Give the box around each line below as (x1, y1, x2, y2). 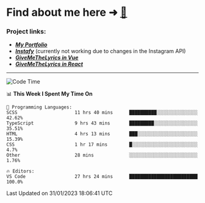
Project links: (6, 27, 46, 36)
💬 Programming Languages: (6, 104, 72, 110)
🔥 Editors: (6, 168, 35, 174)
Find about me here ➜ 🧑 (6, 5, 128, 20)
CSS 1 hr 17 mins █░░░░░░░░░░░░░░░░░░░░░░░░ (6, 141, 198, 148)
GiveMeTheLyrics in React (15, 60, 84, 68)
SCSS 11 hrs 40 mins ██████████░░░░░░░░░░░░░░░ (6, 110, 198, 116)
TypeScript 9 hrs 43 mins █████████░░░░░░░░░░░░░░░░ (6, 120, 198, 127)
